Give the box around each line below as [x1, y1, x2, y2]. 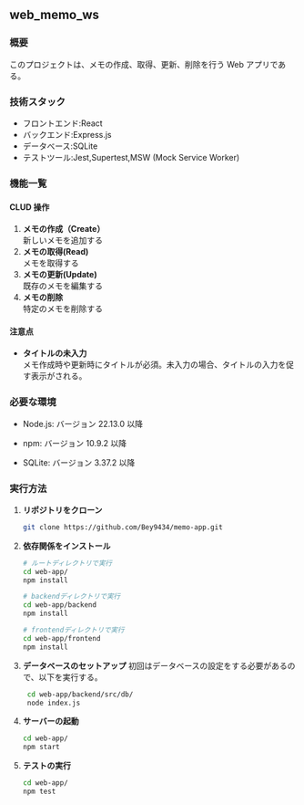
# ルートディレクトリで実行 [22, 559, 112, 568]
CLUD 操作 [9, 201, 50, 213]
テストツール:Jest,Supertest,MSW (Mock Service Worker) [22, 152, 240, 162]
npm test [22, 787, 56, 797]
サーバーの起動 [22, 716, 79, 727]
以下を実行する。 [38, 671, 103, 683]
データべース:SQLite [22, 141, 98, 152]
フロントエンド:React [22, 118, 103, 129]
